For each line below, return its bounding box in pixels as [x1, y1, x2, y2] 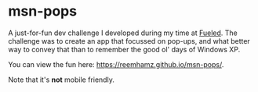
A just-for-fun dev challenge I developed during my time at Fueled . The [8, 28, 238, 37]
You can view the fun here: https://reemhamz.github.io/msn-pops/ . [8, 59, 224, 69]
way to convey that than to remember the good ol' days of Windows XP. [8, 44, 241, 54]
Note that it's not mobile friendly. [8, 75, 115, 84]
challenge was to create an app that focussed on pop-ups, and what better [8, 36, 251, 45]
